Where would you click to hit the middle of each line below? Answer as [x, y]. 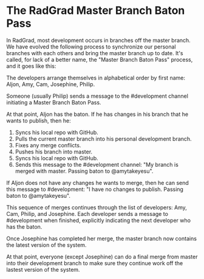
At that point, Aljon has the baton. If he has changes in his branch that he [97, 114]
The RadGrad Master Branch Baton [96, 11]
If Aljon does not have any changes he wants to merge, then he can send [98, 183]
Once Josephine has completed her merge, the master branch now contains [102, 238]
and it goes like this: [31, 66]
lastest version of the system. [43, 269]
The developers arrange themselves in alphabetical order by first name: [96, 78]
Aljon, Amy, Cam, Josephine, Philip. [51, 84]
